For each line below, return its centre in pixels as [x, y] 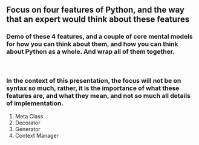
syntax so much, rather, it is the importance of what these [93, 88]
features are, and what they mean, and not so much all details [98, 95]
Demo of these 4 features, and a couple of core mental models [99, 37]
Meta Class [29, 116]
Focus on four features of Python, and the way [95, 10]
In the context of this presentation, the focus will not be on [94, 80]
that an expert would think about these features [98, 20]
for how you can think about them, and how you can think [92, 44]
